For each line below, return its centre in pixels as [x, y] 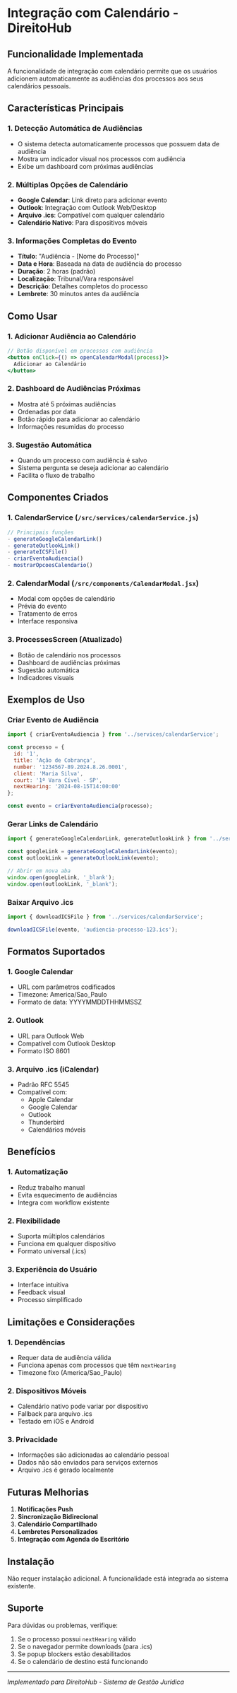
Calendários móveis [57, 1130]
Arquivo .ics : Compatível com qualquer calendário [91, 215]
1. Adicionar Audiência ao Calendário [72, 336]
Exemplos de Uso [46, 699]
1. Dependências [36, 1342]
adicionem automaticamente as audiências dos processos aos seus [105, 78]
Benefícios [31, 1152]
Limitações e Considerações [71, 1322]
